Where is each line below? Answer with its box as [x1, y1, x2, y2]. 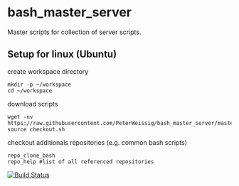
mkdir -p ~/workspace [7, 81, 72, 88]
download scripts [7, 99, 58, 108]
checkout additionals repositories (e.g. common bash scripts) [7, 138, 187, 146]
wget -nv [7, 113, 33, 121]
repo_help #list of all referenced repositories [7, 158, 154, 165]
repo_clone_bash [7, 152, 55, 159]
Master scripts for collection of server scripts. [7, 28, 142, 36]
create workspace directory [7, 67, 89, 75]
